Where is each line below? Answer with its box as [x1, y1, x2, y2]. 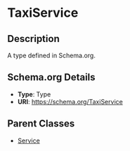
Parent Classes [7, 117, 75, 130]
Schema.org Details [7, 71, 96, 83]
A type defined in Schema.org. [7, 51, 96, 59]
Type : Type [17, 89, 51, 99]
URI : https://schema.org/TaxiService [17, 97, 123, 106]
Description [7, 33, 60, 45]
